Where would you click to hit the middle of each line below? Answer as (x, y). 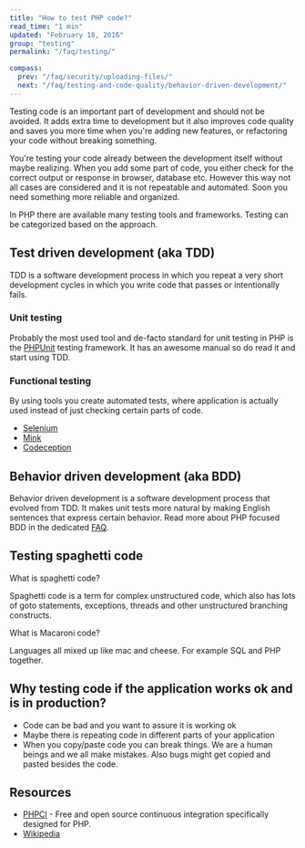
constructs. (31, 615)
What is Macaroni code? (55, 633)
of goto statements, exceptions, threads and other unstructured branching (149, 605)
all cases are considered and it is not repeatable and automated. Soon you (149, 187)
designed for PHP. (57, 824)
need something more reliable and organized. (95, 196)
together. (26, 660)
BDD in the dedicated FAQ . (59, 527)
